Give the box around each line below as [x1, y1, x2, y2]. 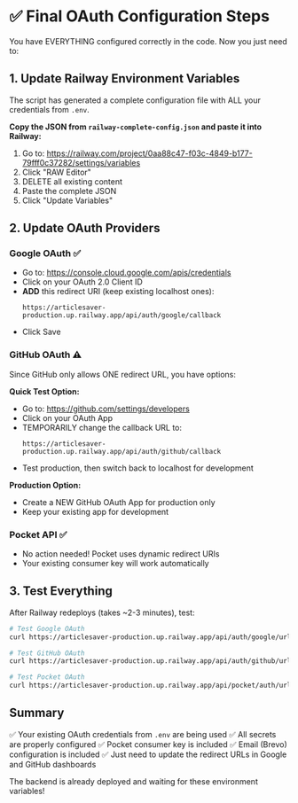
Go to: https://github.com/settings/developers [21, 403, 191, 414]
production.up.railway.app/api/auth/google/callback [21, 311, 222, 320]
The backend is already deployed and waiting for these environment [9, 776, 259, 786]
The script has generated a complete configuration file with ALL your [9, 95, 262, 105]
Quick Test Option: [9, 386, 80, 396]
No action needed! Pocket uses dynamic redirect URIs [21, 549, 220, 559]
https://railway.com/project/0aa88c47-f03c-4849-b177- [46, 148, 253, 159]
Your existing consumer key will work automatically [21, 558, 210, 569]
